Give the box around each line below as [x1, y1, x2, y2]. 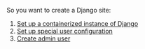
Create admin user [16, 34, 71, 43]
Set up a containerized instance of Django [16, 20, 139, 27]
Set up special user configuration [16, 27, 113, 35]
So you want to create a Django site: [6, 6, 111, 14]
